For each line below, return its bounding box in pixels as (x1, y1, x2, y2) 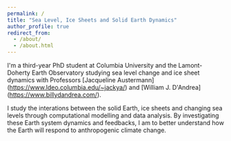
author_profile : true (7, 23, 70, 30)
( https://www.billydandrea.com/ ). (7, 91, 101, 99)
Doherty (7, 68, 31, 77)
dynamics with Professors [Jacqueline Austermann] (7, 76, 154, 84)
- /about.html (13, 42, 54, 49)
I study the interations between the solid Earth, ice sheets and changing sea (7, 104, 223, 112)
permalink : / (7, 10, 45, 17)
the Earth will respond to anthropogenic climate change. (7, 126, 167, 134)
